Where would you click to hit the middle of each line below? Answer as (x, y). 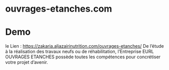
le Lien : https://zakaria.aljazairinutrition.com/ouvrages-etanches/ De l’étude (85, 46)
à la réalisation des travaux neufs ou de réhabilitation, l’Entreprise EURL (80, 52)
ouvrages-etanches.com (59, 9)
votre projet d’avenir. (27, 62)
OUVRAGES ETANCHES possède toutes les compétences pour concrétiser (83, 57)
